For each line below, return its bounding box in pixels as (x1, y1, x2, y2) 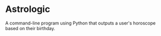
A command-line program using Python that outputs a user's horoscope (5, 20, 156, 26)
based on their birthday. (5, 25, 55, 31)
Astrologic (5, 3, 50, 15)
